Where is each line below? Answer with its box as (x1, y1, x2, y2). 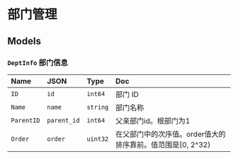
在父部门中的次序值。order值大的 (115, 129, 226, 139)
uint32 (86, 135, 109, 143)
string (86, 103, 109, 111)
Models (7, 35, 41, 47)
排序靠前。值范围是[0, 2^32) (115, 139, 211, 149)
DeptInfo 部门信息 (7, 57, 69, 67)
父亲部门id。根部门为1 (115, 116, 191, 126)
